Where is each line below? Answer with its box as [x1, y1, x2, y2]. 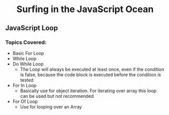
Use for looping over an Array [20, 103, 82, 109]
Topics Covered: [5, 39, 47, 46]
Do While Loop [12, 61, 44, 67]
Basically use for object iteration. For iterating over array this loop [20, 87, 157, 94]
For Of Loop [12, 98, 38, 104]
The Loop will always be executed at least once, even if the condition [20, 66, 164, 72]
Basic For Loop [12, 50, 45, 56]
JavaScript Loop [5, 24, 58, 32]
